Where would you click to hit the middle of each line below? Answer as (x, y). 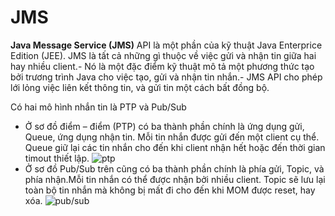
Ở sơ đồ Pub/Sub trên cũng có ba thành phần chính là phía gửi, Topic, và (174, 168)
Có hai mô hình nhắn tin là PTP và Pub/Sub (98, 107)
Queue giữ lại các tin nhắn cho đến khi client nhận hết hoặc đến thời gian (175, 147)
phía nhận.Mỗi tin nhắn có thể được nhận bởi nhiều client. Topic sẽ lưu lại (175, 179)
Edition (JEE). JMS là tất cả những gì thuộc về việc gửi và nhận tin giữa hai (163, 55)
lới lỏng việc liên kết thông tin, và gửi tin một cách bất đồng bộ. (140, 87)
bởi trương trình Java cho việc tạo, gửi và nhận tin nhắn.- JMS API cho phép (166, 77)
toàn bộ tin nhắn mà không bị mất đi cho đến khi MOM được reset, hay (170, 190)
